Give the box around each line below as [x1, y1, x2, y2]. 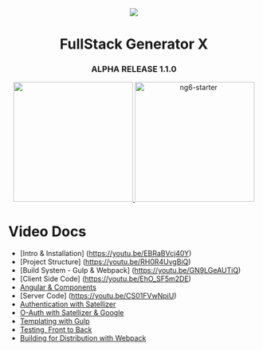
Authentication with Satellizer [19, 299, 116, 310]
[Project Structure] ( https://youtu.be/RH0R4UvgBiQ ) [19, 257, 191, 266]
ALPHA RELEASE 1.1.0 [91, 64, 177, 75]
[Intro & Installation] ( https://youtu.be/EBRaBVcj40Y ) [19, 249, 192, 258]
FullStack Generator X [59, 35, 209, 53]
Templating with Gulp [19, 317, 90, 326]
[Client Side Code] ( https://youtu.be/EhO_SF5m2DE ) [19, 274, 191, 284]
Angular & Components [19, 282, 97, 292]
